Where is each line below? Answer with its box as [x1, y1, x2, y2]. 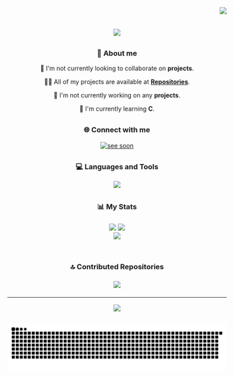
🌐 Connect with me [84, 125, 150, 134]
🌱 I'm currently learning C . [79, 104, 155, 113]
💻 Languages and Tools [75, 162, 159, 172]
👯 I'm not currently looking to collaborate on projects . [40, 64, 194, 72]
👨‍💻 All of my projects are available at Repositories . [44, 78, 190, 86]
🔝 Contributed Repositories [70, 262, 164, 272]
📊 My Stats [97, 202, 137, 211]
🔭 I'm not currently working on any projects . [53, 91, 181, 99]
